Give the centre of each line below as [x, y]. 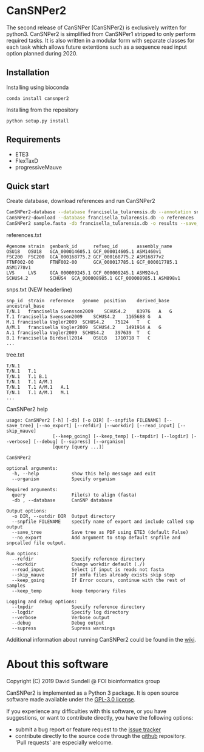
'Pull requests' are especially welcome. [64, 742]
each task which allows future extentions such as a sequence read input [97, 47]
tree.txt [15, 355]
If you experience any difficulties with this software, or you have [87, 711]
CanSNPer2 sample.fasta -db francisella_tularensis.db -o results [92, 224]
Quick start [28, 186]
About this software [57, 664]
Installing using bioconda [38, 87]
